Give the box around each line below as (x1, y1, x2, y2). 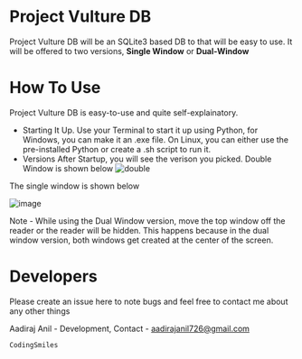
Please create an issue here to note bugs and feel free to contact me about (9, 296, 288, 307)
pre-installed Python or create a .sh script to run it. (22, 143, 212, 154)
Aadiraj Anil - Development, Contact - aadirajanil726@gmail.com (9, 323, 250, 334)
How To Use (9, 78, 101, 98)
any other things (9, 305, 71, 317)
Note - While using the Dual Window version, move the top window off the (9, 215, 286, 226)
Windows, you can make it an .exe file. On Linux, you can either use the (22, 133, 289, 145)
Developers (9, 266, 98, 287)
